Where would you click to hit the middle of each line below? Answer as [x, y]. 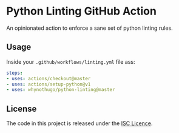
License [22, 108]
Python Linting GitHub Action [81, 11]
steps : [15, 73]
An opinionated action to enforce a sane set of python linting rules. [89, 28]
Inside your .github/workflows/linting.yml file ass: [71, 61]
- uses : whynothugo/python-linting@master [61, 90]
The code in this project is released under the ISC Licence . [79, 123]
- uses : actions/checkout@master [49, 78]
